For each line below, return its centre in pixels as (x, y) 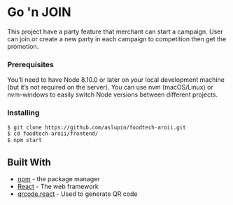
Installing (23, 113)
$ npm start (24, 141)
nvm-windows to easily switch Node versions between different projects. (113, 94)
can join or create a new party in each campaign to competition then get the (117, 38)
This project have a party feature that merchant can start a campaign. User (115, 31)
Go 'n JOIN (39, 12)
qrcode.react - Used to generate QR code (77, 194)
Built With (29, 162)
